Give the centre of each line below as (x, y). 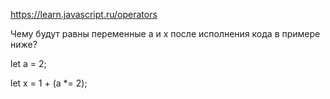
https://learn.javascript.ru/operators (84, 14)
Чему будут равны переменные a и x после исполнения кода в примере (165, 33)
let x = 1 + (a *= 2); (49, 83)
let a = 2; (28, 63)
